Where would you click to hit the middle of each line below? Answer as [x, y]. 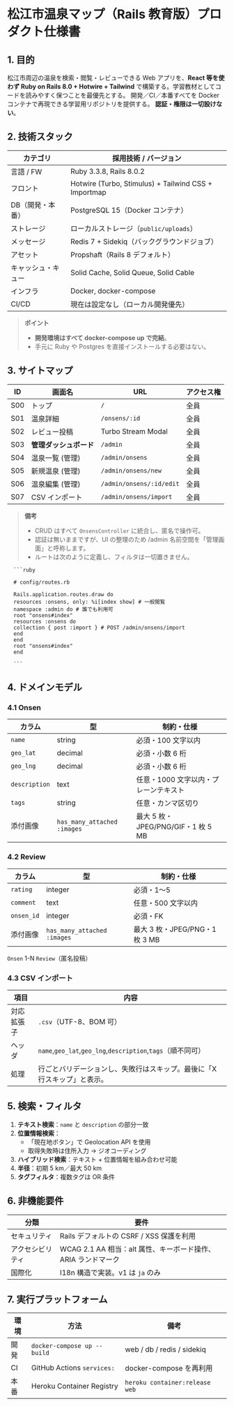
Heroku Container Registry [75, 1386]
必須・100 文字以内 [168, 741]
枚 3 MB [147, 940]
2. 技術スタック [40, 137]
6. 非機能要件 [36, 1201]
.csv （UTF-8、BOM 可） [80, 1021]
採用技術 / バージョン [147, 158]
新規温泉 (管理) [56, 471]
